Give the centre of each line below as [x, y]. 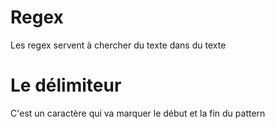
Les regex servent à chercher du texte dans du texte [118, 45]
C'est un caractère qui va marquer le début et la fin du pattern [138, 113]
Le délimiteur [66, 85]
